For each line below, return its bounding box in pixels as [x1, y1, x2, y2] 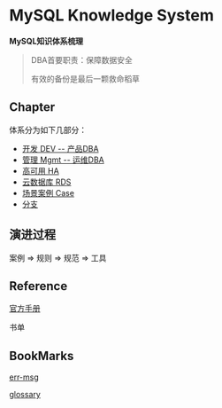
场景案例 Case [21, 187, 75, 198]
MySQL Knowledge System [9, 5, 214, 26]
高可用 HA [21, 165, 59, 176]
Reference [9, 279, 68, 294]
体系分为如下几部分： [9, 124, 87, 135]
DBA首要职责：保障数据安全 [30, 54, 133, 65]
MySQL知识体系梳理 [9, 35, 84, 46]
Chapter [9, 99, 56, 115]
